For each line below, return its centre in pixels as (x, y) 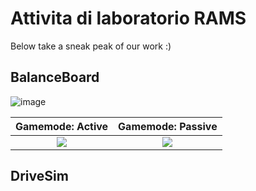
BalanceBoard (55, 77)
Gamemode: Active (62, 126)
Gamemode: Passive (168, 126)
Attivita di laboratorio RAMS (128, 18)
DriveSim (39, 176)
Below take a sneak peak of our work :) (91, 46)
